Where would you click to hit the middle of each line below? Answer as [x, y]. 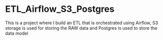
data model [17, 33]
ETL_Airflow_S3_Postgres [60, 9]
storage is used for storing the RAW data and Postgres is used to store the [81, 28]
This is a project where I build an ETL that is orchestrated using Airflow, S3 [82, 23]
